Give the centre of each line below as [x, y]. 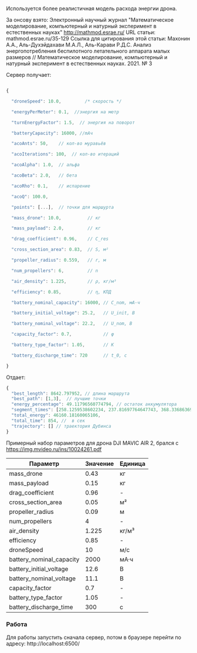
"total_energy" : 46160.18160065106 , [56, 415]
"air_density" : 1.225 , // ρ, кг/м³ [64, 281]
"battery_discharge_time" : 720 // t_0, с [69, 355]
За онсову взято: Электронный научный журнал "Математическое [90, 20]
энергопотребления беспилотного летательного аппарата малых [88, 51]
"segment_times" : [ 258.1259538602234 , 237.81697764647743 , [85, 410]
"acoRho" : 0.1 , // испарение [51, 186]
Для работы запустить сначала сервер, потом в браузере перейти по [94, 637]
